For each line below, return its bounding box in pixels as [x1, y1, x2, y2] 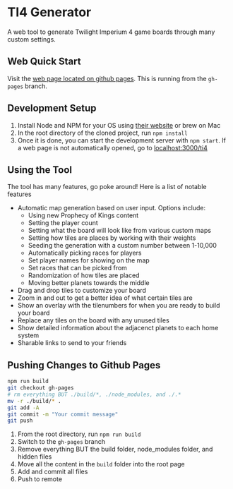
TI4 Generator [7, 4, 92, 20]
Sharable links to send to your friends [17, 339, 127, 347]
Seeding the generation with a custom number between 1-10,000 [28, 241, 217, 250]
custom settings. [7, 35, 56, 43]
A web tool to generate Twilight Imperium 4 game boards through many [7, 28, 215, 36]
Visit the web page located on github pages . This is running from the [7, 74, 207, 83]
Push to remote [17, 475, 62, 483]
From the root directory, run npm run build [17, 430, 141, 438]
